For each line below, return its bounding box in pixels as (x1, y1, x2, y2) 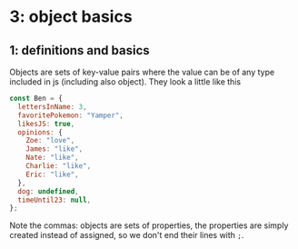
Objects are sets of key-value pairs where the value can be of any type (9, 66, 275, 77)
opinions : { (17, 127, 64, 137)
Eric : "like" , (25, 170, 79, 179)
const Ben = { (9, 94, 64, 103)
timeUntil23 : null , (17, 195, 92, 204)
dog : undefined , (17, 186, 79, 196)
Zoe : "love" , (25, 136, 75, 145)
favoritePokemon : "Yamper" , (17, 111, 124, 120)
